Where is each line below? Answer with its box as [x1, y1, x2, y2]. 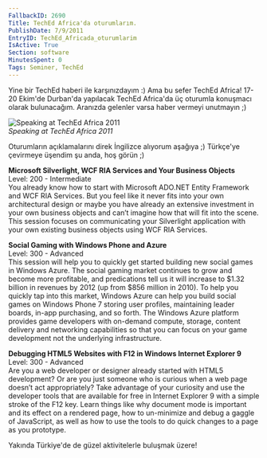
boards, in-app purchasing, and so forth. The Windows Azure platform [8, 307, 239, 317]
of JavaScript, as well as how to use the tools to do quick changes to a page [8, 416, 259, 426]
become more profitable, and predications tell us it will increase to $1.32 [8, 274, 245, 284]
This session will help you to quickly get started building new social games [8, 256, 253, 267]
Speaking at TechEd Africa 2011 [8, 126, 113, 135]
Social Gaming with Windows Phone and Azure [8, 240, 167, 249]
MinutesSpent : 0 [8, 57, 62, 65]
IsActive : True [8, 41, 59, 49]
